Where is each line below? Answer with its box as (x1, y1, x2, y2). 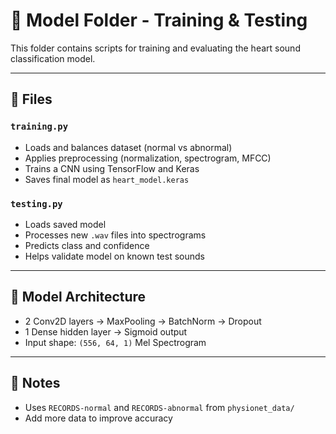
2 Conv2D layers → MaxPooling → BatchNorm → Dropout (24, 315, 262, 327)
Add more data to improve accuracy (24, 412, 173, 424)
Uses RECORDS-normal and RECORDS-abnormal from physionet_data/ (24, 401, 295, 413)
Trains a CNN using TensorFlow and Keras (24, 162, 200, 174)
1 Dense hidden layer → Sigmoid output (24, 325, 188, 338)
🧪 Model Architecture (10, 289, 147, 306)
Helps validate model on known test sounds (24, 250, 205, 262)
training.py (10, 121, 69, 133)
